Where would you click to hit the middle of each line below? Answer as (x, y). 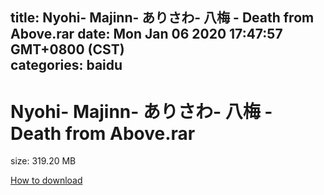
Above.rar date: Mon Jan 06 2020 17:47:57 (146, 34)
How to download (46, 180)
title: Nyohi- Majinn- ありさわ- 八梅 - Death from (162, 18)
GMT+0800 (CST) (67, 49)
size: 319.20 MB (43, 161)
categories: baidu (66, 65)
